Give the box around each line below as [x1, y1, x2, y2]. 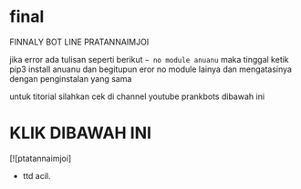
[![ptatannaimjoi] [9, 153, 72, 164]
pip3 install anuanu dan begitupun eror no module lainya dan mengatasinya [9, 64, 292, 75]
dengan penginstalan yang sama [9, 73, 132, 84]
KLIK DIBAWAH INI [9, 123, 152, 144]
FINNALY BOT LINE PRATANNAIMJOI [9, 36, 150, 47]
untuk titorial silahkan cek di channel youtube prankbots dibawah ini [9, 91, 265, 102]
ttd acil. [22, 170, 52, 181]
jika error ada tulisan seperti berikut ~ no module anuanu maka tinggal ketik [9, 54, 289, 65]
